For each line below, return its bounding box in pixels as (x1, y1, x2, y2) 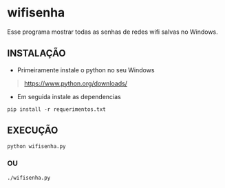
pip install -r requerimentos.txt (7, 105, 107, 113)
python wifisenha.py (7, 143, 67, 149)
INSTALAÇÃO (7, 48, 66, 59)
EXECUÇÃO (7, 125, 58, 136)
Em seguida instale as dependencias (17, 92, 122, 101)
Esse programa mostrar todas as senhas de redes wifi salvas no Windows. (7, 28, 218, 36)
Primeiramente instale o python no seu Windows (17, 65, 155, 74)
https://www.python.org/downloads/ (23, 79, 127, 87)
